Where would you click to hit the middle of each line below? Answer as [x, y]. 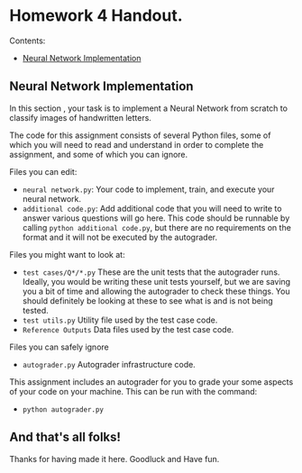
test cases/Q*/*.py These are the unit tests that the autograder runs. [151, 272]
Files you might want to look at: [67, 254]
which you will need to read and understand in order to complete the [137, 144]
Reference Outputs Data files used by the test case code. [128, 329]
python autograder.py [63, 409]
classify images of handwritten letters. [80, 117]
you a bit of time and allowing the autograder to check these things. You [156, 291]
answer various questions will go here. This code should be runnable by [156, 218]
